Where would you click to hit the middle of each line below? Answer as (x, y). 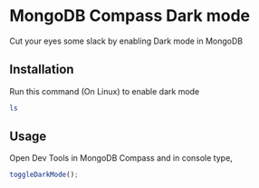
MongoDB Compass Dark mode (130, 16)
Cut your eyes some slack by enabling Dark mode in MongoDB (126, 41)
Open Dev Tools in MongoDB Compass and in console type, (121, 158)
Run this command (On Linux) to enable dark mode (105, 91)
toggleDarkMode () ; (44, 175)
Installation (42, 69)
